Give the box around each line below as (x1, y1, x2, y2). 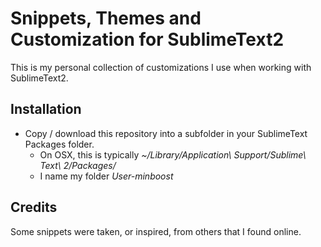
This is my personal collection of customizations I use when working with (10, 61, 312, 73)
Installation (10, 101, 82, 118)
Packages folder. (24, 138, 95, 150)
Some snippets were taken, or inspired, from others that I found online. (10, 225, 302, 237)
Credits (10, 199, 58, 216)
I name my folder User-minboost (39, 170, 174, 182)
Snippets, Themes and (10, 7, 202, 30)
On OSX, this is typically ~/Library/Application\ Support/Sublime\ (39, 148, 307, 161)
